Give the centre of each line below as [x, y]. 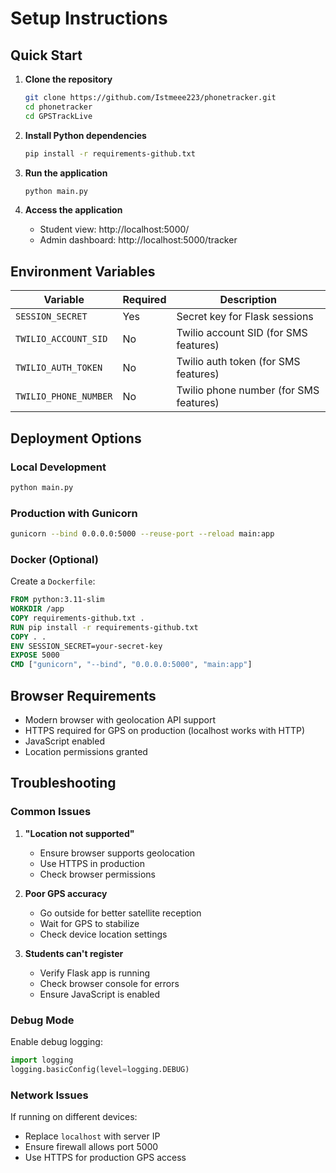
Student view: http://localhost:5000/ [114, 229]
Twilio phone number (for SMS [248, 390]
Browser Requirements [83, 695]
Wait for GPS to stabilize [89, 923]
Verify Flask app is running [95, 973]
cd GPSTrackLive [58, 116]
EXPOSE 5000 [35, 655]
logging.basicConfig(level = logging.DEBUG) [100, 1069]
